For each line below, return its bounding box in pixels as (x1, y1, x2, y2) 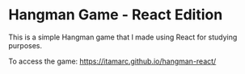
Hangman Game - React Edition (8, 6, 223, 24)
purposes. (8, 40, 43, 50)
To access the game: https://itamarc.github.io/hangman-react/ (8, 56, 217, 66)
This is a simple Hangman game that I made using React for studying (8, 32, 238, 42)
